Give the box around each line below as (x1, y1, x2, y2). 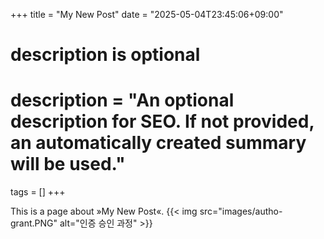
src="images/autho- (199, 205, 283, 218)
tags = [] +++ (10, 186, 66, 198)
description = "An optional (10, 89, 235, 112)
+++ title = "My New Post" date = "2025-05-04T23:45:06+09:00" (10, 9, 284, 20)
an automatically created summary (10, 132, 307, 154)
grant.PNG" (10, 217, 58, 229)
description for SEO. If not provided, (10, 110, 315, 133)
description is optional (10, 44, 201, 66)
